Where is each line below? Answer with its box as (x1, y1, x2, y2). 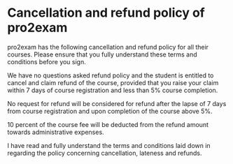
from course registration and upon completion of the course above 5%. (7, 107, 213, 115)
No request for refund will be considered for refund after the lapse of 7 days (7, 99, 227, 107)
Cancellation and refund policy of (7, 5, 205, 21)
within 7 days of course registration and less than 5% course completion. (7, 86, 218, 94)
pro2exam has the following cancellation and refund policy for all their (7, 43, 209, 51)
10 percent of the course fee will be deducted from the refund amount (7, 120, 209, 128)
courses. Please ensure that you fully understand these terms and (7, 50, 197, 59)
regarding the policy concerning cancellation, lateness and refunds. (7, 149, 202, 157)
